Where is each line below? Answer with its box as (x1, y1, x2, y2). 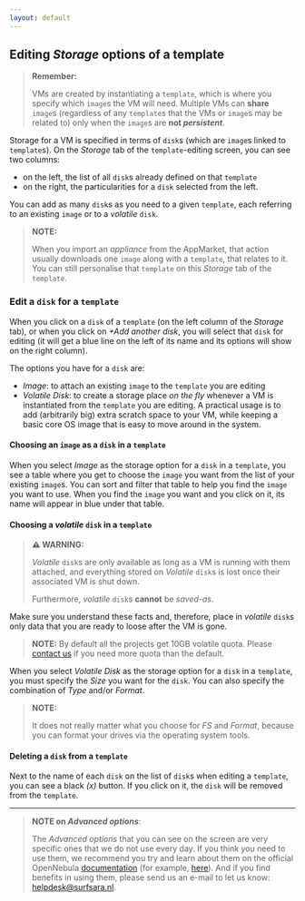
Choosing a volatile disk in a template (9, 519, 152, 530)
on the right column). (9, 345, 88, 356)
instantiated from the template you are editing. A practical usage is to (22, 399, 281, 410)
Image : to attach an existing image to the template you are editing (22, 380, 266, 391)
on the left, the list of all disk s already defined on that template (22, 171, 258, 182)
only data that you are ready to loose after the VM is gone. (9, 621, 228, 632)
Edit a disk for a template (9, 296, 120, 308)
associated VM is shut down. (31, 576, 141, 587)
